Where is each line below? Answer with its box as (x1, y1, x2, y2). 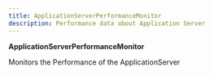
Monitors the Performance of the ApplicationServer (8, 57, 181, 67)
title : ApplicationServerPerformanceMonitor (8, 11, 162, 20)
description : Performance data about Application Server (8, 19, 206, 27)
